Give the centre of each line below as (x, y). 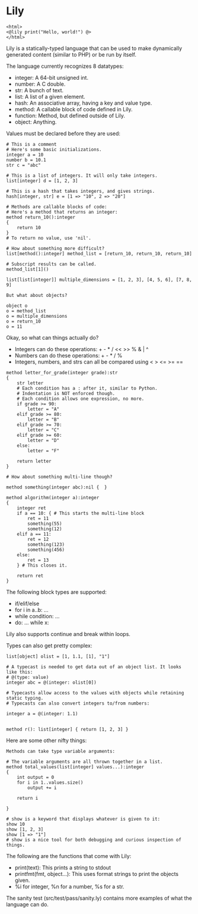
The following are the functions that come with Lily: (69, 856)
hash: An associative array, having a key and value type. (83, 103)
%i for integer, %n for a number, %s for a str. (69, 886)
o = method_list (26, 311)
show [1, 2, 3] (25, 829)
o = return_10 (24, 321)
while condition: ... (37, 616)
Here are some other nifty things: (47, 740)
